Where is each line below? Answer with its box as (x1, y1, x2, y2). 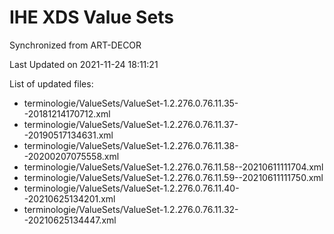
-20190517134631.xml (23, 129, 114, 141)
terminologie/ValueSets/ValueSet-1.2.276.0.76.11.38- (23, 139, 239, 151)
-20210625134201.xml (23, 192, 116, 205)
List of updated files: (9, 77, 94, 90)
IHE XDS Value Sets (9, 6, 174, 29)
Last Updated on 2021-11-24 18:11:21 (9, 58, 159, 70)
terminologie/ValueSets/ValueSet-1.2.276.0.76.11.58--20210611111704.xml (23, 161, 324, 173)
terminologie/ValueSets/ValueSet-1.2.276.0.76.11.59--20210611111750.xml (23, 171, 324, 183)
